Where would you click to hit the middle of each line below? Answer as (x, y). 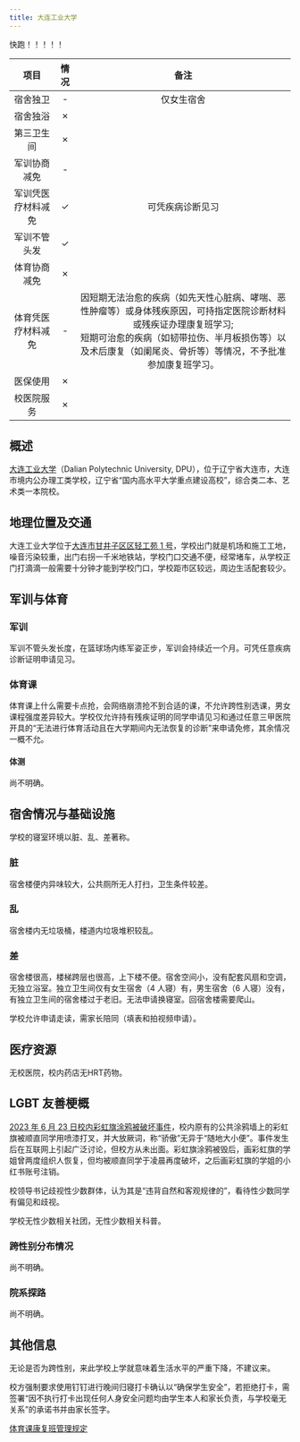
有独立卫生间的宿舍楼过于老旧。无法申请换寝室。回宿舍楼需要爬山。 (134, 1000)
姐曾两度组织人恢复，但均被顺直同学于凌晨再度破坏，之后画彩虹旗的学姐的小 (150, 1160)
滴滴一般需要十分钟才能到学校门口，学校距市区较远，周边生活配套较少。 (158, 568)
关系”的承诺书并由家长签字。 (62, 1410)
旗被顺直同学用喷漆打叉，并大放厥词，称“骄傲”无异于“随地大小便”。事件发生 (149, 1138)
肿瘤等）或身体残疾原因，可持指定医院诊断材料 (187, 311)
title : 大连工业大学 (43, 17)
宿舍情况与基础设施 (62, 814)
